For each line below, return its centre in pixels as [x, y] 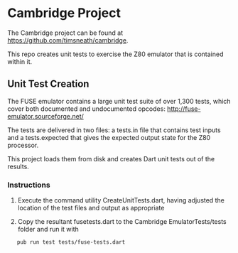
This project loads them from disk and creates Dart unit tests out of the [111, 158]
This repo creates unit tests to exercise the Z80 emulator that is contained [115, 54]
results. [18, 166]
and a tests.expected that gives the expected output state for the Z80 [109, 137]
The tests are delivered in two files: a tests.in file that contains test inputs [114, 130]
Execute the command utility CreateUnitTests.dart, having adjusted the [121, 200]
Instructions [29, 185]
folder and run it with [48, 230]
